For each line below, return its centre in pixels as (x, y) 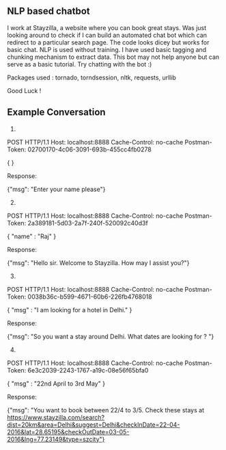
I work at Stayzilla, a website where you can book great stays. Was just (107, 27)
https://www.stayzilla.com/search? (56, 417)
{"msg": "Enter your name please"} (56, 189)
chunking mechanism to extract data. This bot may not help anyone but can (113, 57)
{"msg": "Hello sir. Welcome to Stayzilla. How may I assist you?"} (98, 262)
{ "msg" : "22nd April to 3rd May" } (56, 384)
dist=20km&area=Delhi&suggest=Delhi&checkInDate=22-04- (94, 425)
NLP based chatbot (48, 11)
